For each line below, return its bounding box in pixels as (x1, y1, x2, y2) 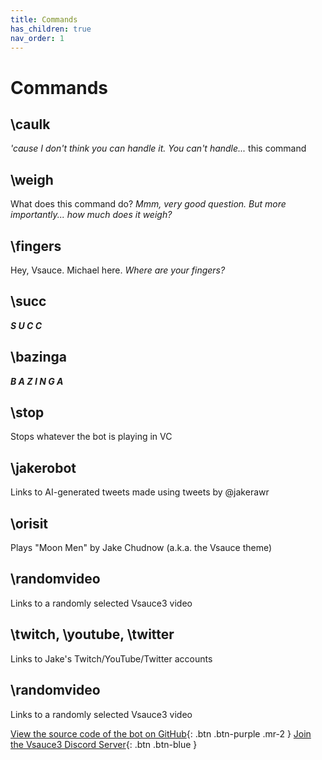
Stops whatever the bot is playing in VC (10, 431, 173, 443)
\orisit (10, 515, 49, 532)
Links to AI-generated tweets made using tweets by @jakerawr (10, 486, 270, 498)
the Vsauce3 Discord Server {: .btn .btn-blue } (10, 738, 198, 750)
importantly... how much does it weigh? (10, 209, 173, 221)
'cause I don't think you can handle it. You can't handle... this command (10, 142, 307, 155)
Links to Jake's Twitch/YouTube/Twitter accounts (10, 652, 213, 665)
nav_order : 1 (10, 33, 65, 43)
